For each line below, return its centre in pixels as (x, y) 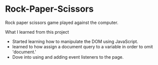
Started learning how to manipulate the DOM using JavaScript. (75, 41)
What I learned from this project (37, 32)
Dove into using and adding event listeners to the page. (68, 57)
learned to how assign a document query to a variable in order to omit (82, 46)
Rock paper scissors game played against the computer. (62, 22)
